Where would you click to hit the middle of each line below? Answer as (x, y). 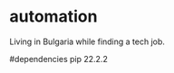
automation (53, 17)
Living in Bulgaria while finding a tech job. (87, 41)
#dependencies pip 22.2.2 (59, 59)
